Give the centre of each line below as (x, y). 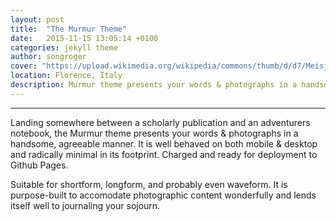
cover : (24, 66)
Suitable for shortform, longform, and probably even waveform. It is (149, 184)
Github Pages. (39, 165)
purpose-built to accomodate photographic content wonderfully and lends (163, 195)
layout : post (37, 19)
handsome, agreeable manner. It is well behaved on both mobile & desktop (164, 143)
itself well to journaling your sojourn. (85, 205)
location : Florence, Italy (66, 76)
